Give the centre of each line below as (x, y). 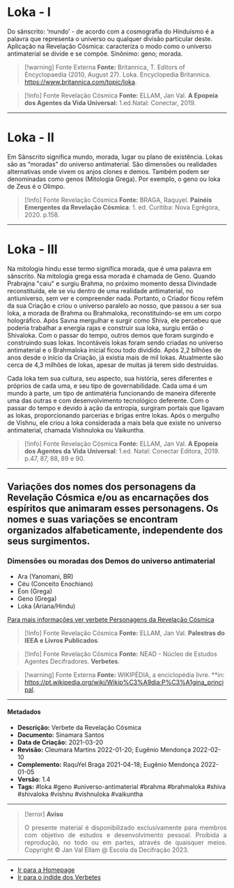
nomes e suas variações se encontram (93, 520)
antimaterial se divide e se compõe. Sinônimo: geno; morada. (95, 54)
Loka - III (32, 250)
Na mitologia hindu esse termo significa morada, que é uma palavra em (109, 268)
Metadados (24, 712)
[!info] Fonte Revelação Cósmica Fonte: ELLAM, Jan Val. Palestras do (124, 633)
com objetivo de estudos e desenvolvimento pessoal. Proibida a (125, 835)
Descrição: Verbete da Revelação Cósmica (79, 727)
